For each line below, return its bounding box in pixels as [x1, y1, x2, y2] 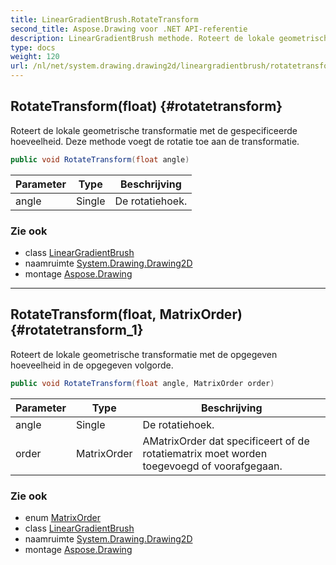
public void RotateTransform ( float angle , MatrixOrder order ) [10, 378, 275, 388]
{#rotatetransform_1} [10, 322, 144, 339]
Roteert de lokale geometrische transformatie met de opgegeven [10, 348, 278, 360]
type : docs [10, 42, 56, 53]
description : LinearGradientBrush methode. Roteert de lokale [10, 33, 275, 43]
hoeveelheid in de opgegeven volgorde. [10, 359, 174, 371]
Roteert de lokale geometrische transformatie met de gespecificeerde [10, 124, 298, 136]
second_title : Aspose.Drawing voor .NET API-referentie [10, 24, 248, 34]
